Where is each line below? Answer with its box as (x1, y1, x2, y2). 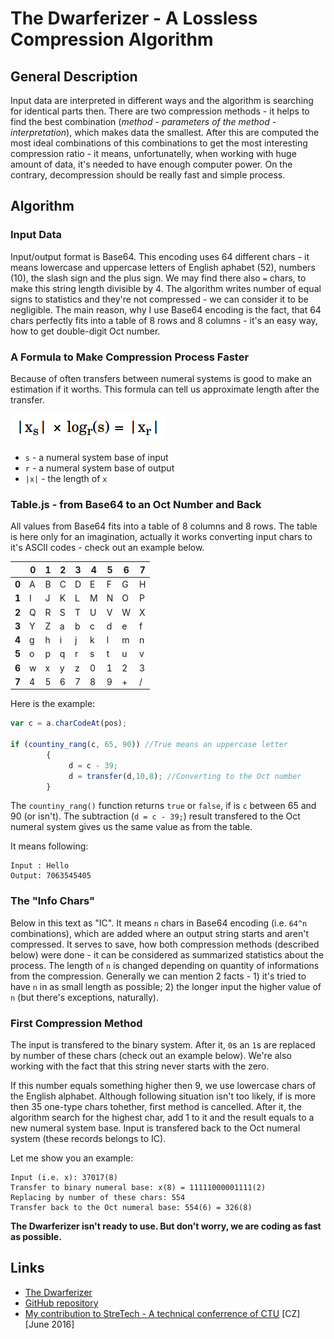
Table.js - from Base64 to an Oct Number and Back (10, 497, 262, 511)
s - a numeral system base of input (24, 451, 169, 463)
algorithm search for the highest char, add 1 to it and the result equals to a (10, 1112, 315, 1123)
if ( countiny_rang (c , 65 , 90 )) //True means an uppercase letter (10, 740, 288, 750)
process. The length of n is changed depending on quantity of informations (10, 959, 320, 971)
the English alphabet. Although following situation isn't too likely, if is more (10, 1090, 317, 1102)
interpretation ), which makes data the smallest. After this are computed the (10, 127, 320, 138)
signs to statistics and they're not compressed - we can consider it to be (10, 293, 309, 305)
